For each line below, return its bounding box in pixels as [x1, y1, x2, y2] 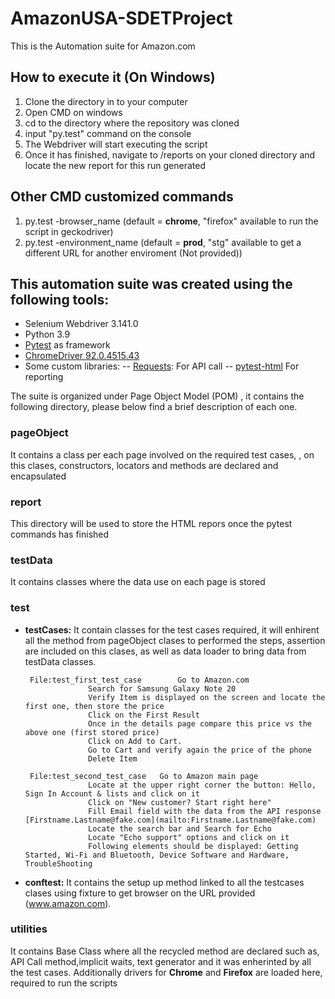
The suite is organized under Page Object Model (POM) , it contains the [10, 390, 305, 402]
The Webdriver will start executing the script [24, 138, 208, 150]
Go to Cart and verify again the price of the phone [88, 745, 312, 755]
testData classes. [24, 655, 97, 667]
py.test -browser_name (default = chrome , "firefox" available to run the [24, 215, 319, 227]
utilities [10, 922, 48, 936]
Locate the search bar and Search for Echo [88, 823, 272, 834]
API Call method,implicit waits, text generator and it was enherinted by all [10, 955, 312, 967]
